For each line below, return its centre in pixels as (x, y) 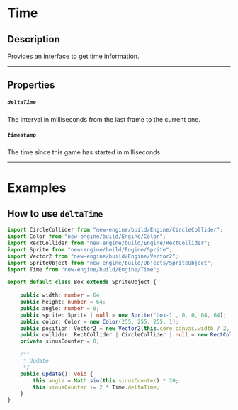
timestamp (22, 135)
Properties (31, 85)
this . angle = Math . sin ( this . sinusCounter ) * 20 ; (106, 380)
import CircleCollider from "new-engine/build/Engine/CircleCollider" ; (115, 230)
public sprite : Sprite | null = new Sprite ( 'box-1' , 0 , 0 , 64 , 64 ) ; (123, 315)
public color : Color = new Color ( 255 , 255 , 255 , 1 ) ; (100, 321)
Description (34, 39)
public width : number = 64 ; (61, 295)
